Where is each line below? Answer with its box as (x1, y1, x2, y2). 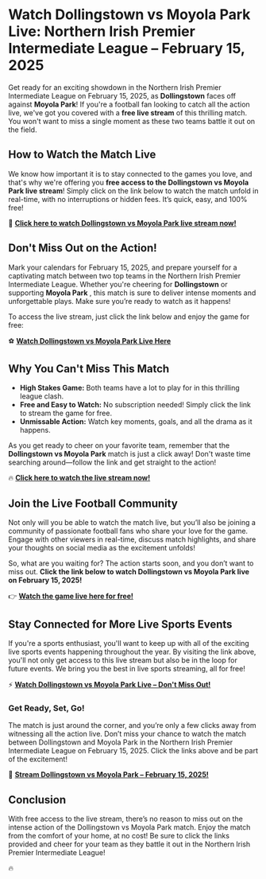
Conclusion (8, 793, 67, 807)
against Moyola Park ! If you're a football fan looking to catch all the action (8, 99, 250, 109)
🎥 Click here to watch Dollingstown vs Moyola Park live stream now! (8, 218, 237, 228)
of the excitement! (8, 754, 67, 764)
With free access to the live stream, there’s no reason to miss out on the (8, 814, 244, 824)
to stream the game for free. (19, 408, 113, 418)
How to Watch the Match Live (8, 148, 156, 161)
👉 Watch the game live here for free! (8, 591, 133, 601)
